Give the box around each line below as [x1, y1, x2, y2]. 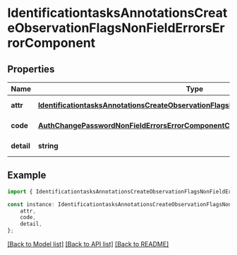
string [37, 141, 59, 150]
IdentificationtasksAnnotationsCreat [7, 5, 228, 21]
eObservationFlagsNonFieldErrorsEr [7, 20, 225, 36]
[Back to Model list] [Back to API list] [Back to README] [7, 240, 169, 249]
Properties [7, 63, 55, 75]
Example [7, 170, 47, 182]
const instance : [7, 201, 55, 208]
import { [7, 188, 33, 195]
